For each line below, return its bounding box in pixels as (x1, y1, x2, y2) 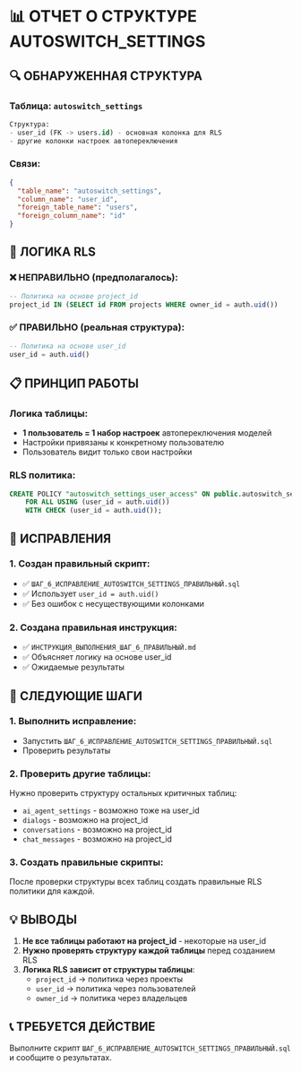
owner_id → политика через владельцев (35, 993, 188, 1004)
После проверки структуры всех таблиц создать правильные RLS (9, 877, 262, 887)
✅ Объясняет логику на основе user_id (21, 652, 172, 662)
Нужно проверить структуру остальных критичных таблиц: (9, 788, 237, 799)
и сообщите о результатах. (9, 1052, 112, 1063)
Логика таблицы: (9, 407, 88, 419)
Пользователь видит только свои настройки (21, 446, 193, 457)
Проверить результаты (21, 745, 111, 756)
